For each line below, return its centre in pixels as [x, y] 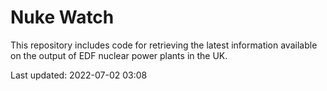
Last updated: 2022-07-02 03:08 [79, 75]
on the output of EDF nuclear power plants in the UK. [119, 55]
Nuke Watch [62, 17]
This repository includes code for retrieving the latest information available [164, 45]
